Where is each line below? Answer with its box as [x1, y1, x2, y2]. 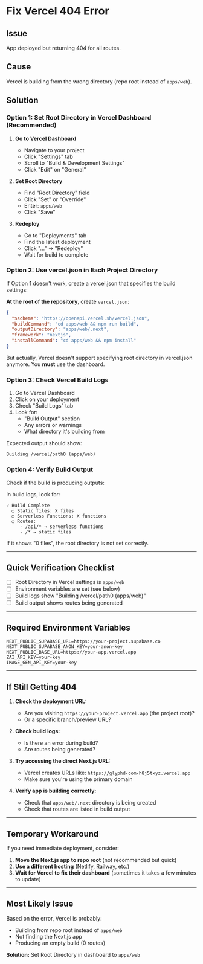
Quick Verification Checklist [6, 562, 115, 573]
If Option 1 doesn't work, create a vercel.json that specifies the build [6, 280, 176, 287]
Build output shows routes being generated [14, 599, 123, 606]
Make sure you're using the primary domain [24, 776, 133, 783]
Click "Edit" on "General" [24, 165, 86, 173]
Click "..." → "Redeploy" [24, 245, 83, 252]
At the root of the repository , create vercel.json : [6, 298, 130, 305]
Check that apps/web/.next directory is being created [24, 799, 156, 806]
